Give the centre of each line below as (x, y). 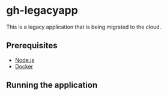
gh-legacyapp (42, 10)
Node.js (25, 60)
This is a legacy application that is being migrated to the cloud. (84, 27)
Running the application (52, 85)
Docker (24, 66)
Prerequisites (32, 46)
